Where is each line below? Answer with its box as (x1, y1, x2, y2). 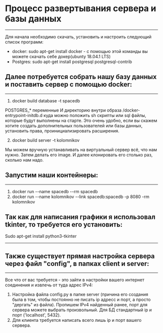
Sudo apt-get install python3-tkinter (5, 233, 77, 239)
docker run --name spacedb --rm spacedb (12, 188, 98, 194)
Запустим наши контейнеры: (5, 171, 98, 180)
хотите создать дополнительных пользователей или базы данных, (5, 122, 143, 129)
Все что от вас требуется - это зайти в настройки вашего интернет (5, 277, 145, 283)
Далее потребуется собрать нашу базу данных (5, 73, 157, 81)
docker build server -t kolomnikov (12, 137, 80, 143)
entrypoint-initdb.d (5, 112, 43, 118)
